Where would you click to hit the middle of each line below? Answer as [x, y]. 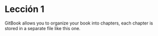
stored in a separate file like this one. [42, 28]
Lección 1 [24, 9]
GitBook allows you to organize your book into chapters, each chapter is [79, 23]
